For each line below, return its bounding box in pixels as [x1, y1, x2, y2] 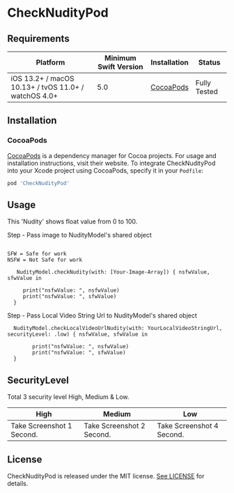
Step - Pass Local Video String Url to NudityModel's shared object [7, 311, 197, 320]
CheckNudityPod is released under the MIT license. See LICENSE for [7, 472, 205, 480]
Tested [195, 87, 218, 96]
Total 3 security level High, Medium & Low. [7, 393, 130, 401]
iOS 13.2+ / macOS [10, 74, 75, 83]
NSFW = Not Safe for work [7, 256, 82, 264]
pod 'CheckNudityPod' [7, 180, 70, 187]
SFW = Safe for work [7, 251, 68, 258]
